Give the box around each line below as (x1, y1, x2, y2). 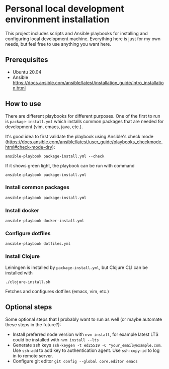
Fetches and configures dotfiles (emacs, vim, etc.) (5, 288, 109, 294)
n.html (12, 85, 26, 91)
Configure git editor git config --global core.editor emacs (12, 358, 138, 364)
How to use (5, 100, 41, 108)
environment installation (5, 14, 110, 25)
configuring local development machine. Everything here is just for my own (5, 36, 161, 42)
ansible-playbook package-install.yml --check (5, 154, 105, 159)
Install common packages (5, 184, 69, 191)
